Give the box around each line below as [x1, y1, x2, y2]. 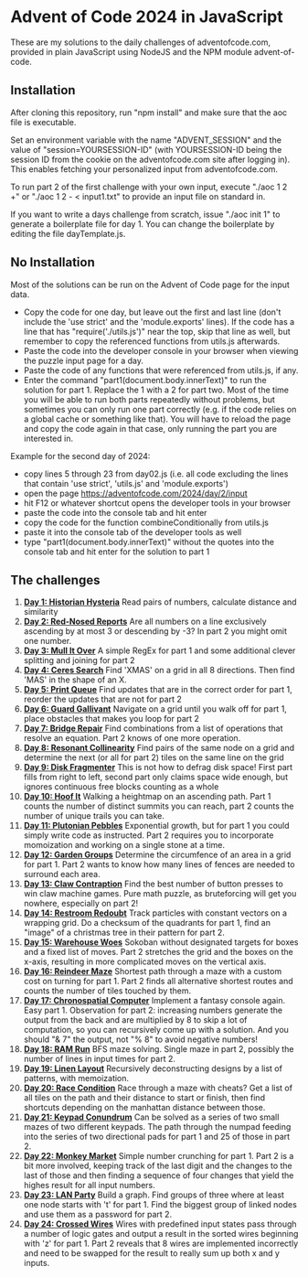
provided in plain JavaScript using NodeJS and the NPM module [10, 46, 252, 57]
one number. [23, 636, 72, 647]
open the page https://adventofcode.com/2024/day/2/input [23, 488, 248, 499]
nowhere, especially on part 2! [23, 898, 139, 909]
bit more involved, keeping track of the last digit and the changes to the [23, 1160, 293, 1172]
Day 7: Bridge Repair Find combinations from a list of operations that [23, 723, 283, 734]
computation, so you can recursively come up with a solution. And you [23, 1025, 289, 1036]
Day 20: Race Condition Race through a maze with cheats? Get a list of [23, 1082, 293, 1094]
